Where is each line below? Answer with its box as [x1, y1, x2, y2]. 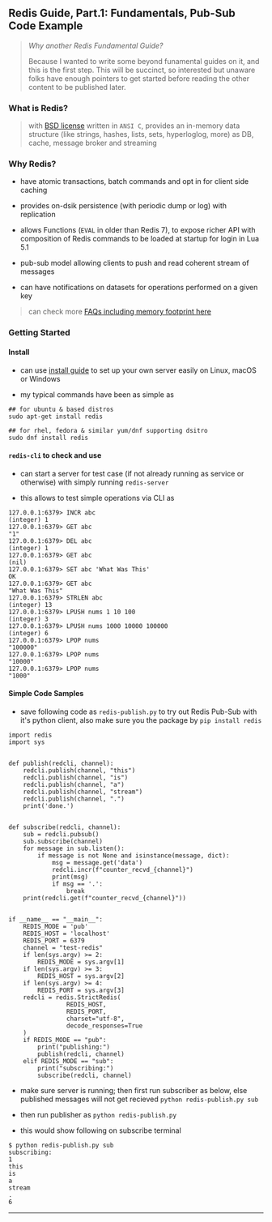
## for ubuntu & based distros [8, 405, 114, 413]
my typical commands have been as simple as [19, 389, 174, 399]
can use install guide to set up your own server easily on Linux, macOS [19, 365, 257, 375]
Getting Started [8, 327, 70, 339]
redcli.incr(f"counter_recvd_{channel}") [51, 865, 194, 874]
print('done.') [23, 801, 74, 810]
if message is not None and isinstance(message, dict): [37, 851, 230, 860]
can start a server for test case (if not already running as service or [19, 468, 244, 478]
